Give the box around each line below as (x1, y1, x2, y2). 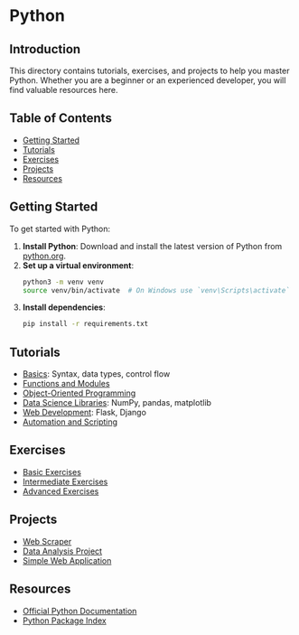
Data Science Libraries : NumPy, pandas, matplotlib (22, 397, 212, 408)
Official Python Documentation (22, 605, 137, 616)
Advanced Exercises (22, 485, 99, 497)
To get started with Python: (9, 223, 111, 234)
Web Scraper (22, 536, 72, 546)
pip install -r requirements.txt (22, 320, 149, 329)
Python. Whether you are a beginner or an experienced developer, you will (9, 75, 286, 86)
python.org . (22, 250, 66, 261)
